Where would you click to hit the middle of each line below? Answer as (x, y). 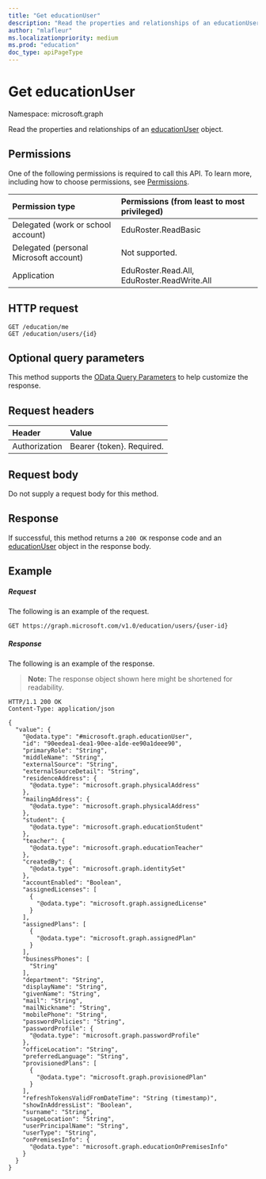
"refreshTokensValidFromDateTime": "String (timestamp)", (120, 1098)
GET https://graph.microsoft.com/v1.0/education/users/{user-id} (118, 626)
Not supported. (149, 253)
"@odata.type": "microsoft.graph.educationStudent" (116, 827)
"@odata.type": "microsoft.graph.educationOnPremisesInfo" (128, 1147)
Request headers (51, 410)
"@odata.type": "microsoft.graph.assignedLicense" (122, 904)
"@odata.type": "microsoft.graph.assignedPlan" (116, 938)
